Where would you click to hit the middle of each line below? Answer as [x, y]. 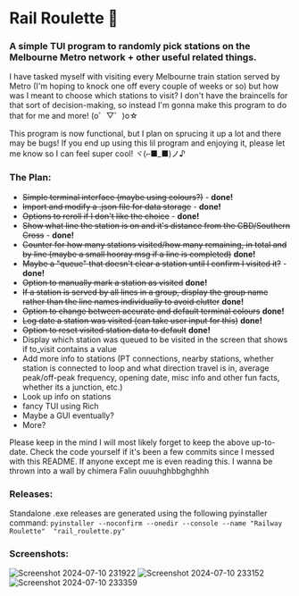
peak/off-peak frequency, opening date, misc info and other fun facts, [151, 377]
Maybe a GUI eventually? [68, 416]
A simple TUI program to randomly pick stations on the [130, 46]
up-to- [263, 442]
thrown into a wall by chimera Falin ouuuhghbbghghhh [109, 470]
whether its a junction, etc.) [72, 387]
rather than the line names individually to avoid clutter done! [133, 301]
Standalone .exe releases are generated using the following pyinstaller [138, 514]
